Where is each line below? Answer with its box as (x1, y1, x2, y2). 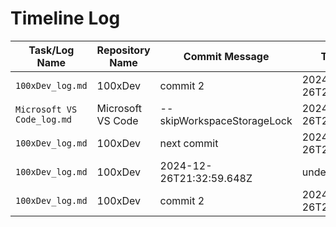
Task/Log (28, 43, 75, 57)
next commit (159, 136, 219, 150)
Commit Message (183, 49, 270, 63)
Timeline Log (10, 7, 121, 30)
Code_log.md (15, 113, 73, 125)
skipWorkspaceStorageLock (159, 113, 293, 127)
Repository (96, 43, 151, 57)
